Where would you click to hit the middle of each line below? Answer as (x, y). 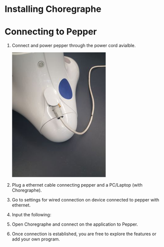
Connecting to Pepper (51, 32)
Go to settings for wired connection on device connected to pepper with (85, 200)
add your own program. (36, 239)
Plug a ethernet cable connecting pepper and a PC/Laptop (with (77, 185)
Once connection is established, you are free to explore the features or (84, 234)
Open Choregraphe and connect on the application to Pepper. (75, 224)
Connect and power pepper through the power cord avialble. (74, 46)
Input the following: (31, 215)
